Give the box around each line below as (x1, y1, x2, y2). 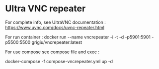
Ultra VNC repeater (5, 3, 86, 14)
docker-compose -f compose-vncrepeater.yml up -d (5, 58, 113, 64)
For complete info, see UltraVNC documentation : (5, 19, 106, 25)
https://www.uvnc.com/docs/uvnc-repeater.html (5, 24, 104, 30)
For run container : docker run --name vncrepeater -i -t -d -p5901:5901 (5, 34, 151, 40)
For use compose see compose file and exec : (5, 49, 99, 55)
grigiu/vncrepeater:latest (31, 39, 82, 45)
